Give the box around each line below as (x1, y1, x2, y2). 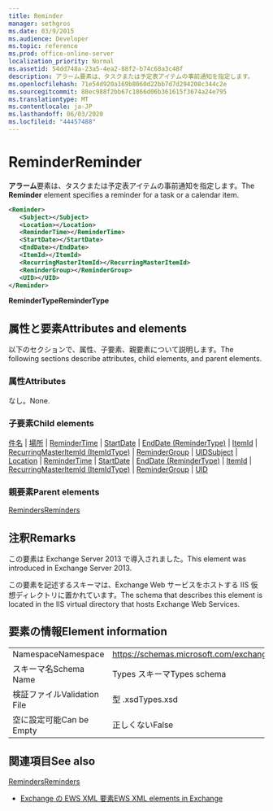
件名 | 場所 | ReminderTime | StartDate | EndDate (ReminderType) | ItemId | (8, 438, 258, 447)
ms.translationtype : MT (8, 95, 89, 103)
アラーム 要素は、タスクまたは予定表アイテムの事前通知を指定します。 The (8, 181, 255, 190)
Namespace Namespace (12, 648, 105, 660)
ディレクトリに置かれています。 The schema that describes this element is (15, 590, 263, 600)
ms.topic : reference (8, 42, 79, 50)
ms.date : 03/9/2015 (8, 27, 75, 35)
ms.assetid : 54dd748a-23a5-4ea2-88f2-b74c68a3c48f (8, 65, 184, 73)
